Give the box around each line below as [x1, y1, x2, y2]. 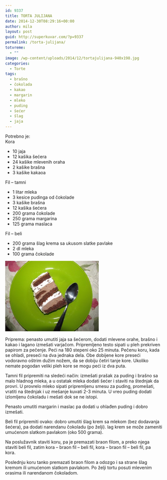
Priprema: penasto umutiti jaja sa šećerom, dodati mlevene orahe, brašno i [5, 336, 158, 342]
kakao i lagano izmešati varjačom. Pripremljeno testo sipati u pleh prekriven [5, 342, 161, 347]
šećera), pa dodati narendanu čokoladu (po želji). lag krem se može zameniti [5, 424, 163, 430]
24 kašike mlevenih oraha [12, 159, 65, 165]
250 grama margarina [12, 216, 57, 221]
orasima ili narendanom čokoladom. [5, 470, 79, 475]
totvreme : [5, 45, 26, 50]
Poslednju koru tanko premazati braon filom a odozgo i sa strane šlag [5, 459, 148, 465]
